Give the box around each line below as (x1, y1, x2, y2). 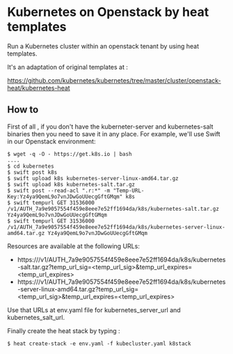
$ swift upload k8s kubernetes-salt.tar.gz (7, 181, 136, 188)
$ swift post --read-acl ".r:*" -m (7, 187, 111, 194)
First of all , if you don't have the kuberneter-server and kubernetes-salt (7, 122, 214, 131)
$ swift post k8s (7, 168, 58, 176)
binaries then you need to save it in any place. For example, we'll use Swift (7, 129, 220, 138)
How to (7, 104, 39, 115)
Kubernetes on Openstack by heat (7, 4, 209, 20)
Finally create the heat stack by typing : (7, 326, 120, 335)
